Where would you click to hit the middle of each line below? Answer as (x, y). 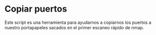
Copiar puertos (36, 9)
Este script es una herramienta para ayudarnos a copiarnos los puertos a (78, 22)
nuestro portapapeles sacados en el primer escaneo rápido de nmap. (74, 27)
